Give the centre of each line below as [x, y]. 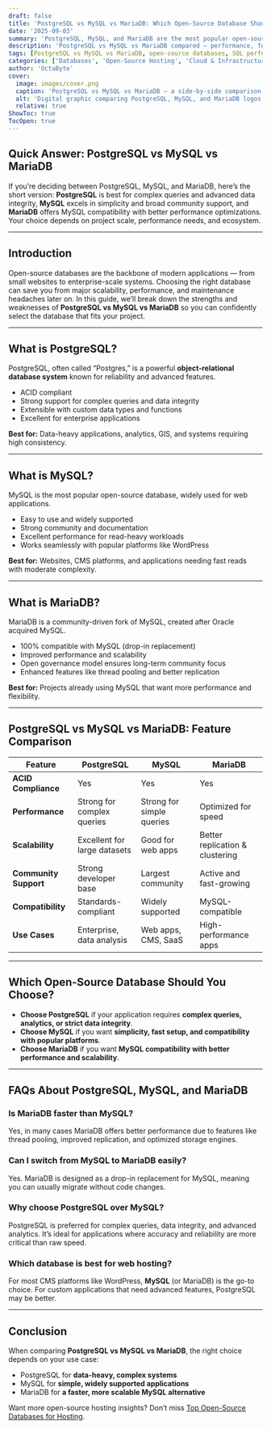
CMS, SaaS [162, 940]
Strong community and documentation [84, 528]
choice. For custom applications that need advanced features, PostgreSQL [132, 1290]
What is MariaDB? [54, 602]
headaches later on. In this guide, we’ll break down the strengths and [123, 298]
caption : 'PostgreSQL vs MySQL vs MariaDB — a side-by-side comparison [139, 91]
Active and [220, 873]
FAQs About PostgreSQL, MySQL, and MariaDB [128, 1090]
